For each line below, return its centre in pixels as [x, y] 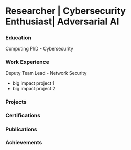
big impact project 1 [34, 83]
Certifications [23, 115]
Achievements [24, 143]
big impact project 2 [34, 88]
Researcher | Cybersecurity [66, 11]
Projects [16, 102]
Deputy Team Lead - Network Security [46, 73]
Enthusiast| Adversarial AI [62, 22]
